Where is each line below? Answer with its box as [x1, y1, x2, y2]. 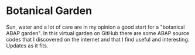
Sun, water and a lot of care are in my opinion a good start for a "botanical [6, 23, 185, 30]
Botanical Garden [6, 4, 93, 18]
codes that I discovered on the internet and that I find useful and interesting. [6, 36, 190, 43]
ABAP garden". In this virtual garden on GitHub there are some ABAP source [6, 29, 190, 36]
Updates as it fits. [6, 42, 49, 49]
